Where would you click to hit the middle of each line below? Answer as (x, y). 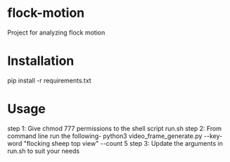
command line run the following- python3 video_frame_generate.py (105, 136)
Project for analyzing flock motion (56, 32)
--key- (213, 136)
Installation (41, 61)
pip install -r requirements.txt (49, 80)
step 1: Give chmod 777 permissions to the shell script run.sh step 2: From (115, 128)
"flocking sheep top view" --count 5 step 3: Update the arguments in (123, 143)
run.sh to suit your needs (43, 151)
